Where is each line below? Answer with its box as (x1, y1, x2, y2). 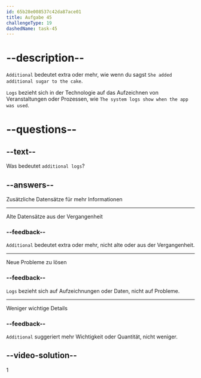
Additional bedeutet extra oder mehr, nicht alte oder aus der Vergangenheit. (6, 241, 195, 249)
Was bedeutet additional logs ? (6, 162, 85, 170)
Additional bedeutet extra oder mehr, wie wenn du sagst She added (6, 71, 172, 78)
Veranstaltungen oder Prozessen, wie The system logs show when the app (6, 95, 188, 102)
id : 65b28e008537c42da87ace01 (6, 8, 82, 15)
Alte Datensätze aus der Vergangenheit (6, 213, 103, 220)
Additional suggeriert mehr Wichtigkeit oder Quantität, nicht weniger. (6, 333, 178, 340)
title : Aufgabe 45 (6, 14, 52, 20)
